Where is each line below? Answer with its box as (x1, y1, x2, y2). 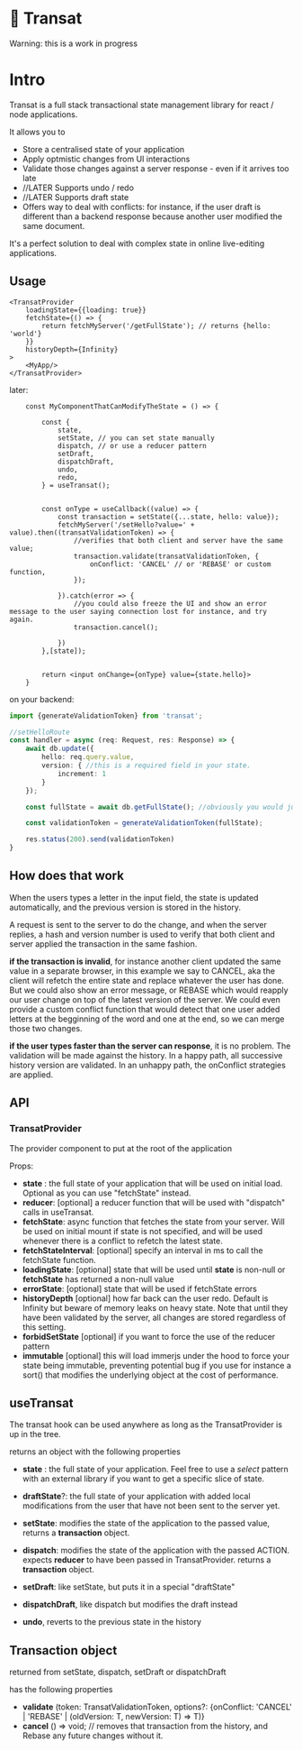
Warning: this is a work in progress (9, 38, 138, 49)
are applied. (9, 1068, 54, 1080)
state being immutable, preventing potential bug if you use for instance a (22, 1360, 292, 1370)
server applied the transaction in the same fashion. (9, 938, 198, 949)
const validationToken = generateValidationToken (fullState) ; (25, 819, 263, 828)
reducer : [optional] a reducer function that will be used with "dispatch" (22, 1196, 286, 1207)
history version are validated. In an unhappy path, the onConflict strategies (9, 1059, 286, 1070)
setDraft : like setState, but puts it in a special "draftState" (22, 1581, 235, 1592)
